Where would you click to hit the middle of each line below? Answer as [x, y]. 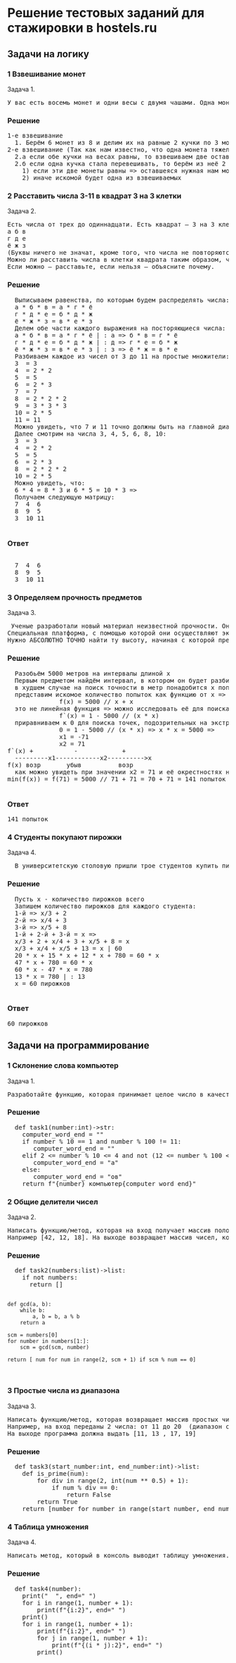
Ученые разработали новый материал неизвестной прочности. [115, 626]
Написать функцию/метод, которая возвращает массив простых [113, 1419]
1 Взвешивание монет [47, 74]
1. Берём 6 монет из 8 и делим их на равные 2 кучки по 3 [117, 143]
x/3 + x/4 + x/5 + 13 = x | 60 [68, 948]
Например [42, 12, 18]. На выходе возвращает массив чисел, [113, 1238]
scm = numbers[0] [33, 1335]
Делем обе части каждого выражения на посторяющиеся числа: [120, 328]
